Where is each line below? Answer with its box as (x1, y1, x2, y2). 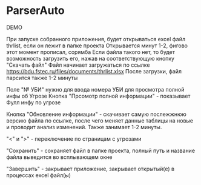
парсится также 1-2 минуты (6, 74, 78, 81)
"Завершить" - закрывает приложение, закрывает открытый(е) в (6, 165, 174, 172)
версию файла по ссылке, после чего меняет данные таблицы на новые (6, 116, 194, 124)
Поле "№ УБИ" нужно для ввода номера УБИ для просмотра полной (6, 86, 185, 93)
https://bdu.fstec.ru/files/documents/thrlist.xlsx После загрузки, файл (6, 67, 182, 75)
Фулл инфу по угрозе (6, 98, 61, 106)
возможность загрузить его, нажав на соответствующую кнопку (6, 55, 174, 62)
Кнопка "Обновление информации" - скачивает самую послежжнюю (6, 110, 186, 118)
